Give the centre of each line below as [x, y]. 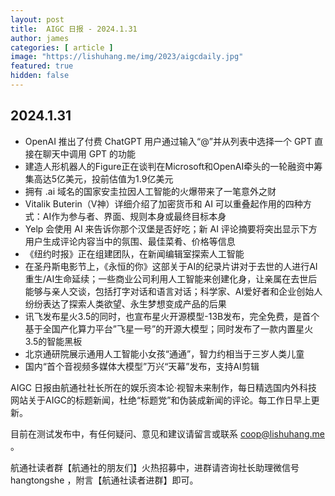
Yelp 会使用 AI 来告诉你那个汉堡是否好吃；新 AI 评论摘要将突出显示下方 [171, 228]
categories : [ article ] [62, 47]
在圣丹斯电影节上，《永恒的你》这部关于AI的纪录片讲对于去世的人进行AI [171, 266]
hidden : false [40, 76]
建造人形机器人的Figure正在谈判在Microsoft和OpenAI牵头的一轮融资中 [169, 166]
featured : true [42, 66]
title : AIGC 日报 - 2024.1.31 [74, 29]
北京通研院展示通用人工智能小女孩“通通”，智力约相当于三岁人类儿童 [164, 353]
